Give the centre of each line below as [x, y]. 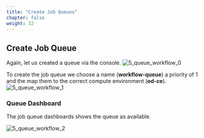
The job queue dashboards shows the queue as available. [79, 117]
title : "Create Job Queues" [42, 12]
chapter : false [26, 18]
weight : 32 [20, 23]
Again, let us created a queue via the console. [64, 63]
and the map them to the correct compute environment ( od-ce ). [86, 81]
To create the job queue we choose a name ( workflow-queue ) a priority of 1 [102, 74]
